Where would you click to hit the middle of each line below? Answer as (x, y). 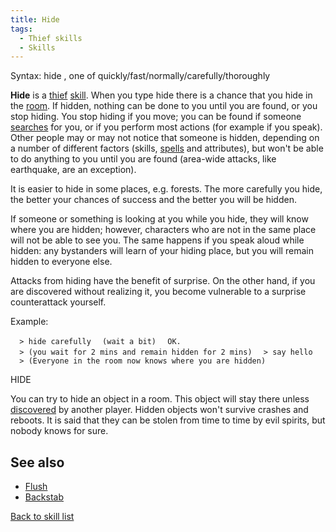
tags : (21, 29)
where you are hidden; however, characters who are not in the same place (163, 230)
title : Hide (35, 19)
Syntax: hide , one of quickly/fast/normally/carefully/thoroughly (140, 76)
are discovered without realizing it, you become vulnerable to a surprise (158, 292)
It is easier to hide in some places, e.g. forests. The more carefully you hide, (166, 189)
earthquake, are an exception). (73, 170)
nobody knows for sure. (59, 431)
